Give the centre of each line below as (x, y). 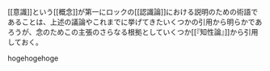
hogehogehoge (33, 58)
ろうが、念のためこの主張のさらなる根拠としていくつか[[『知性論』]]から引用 (133, 32)
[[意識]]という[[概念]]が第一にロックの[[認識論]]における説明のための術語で (133, 12)
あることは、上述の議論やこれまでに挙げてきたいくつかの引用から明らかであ (135, 22)
